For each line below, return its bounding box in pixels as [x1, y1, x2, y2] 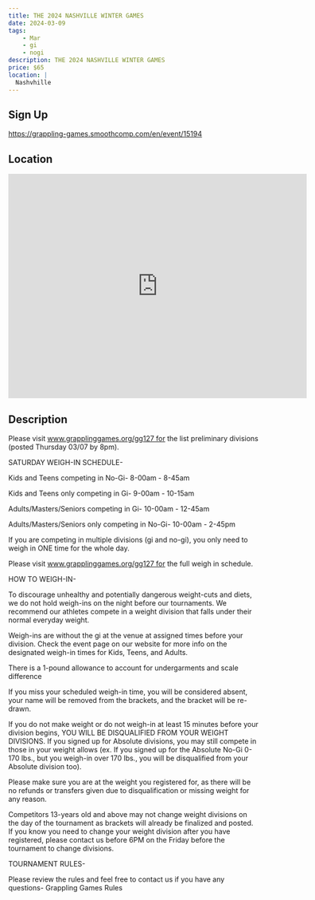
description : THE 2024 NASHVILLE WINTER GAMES [8, 57, 165, 65]
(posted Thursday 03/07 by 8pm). [8, 442, 119, 452]
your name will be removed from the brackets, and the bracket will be [8, 695, 236, 705]
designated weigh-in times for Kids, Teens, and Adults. [8, 647, 189, 657]
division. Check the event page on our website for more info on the [8, 639, 227, 649]
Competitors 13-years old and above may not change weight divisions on [8, 809, 248, 819]
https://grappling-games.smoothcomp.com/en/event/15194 [8, 129, 203, 139]
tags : [8, 26, 26, 34]
